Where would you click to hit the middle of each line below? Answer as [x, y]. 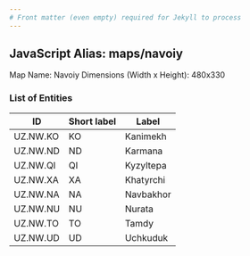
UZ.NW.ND [37, 151]
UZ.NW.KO [37, 136]
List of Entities [41, 98]
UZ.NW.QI [35, 165]
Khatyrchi [145, 179]
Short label [92, 121]
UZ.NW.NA [37, 194]
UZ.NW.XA [37, 179]
